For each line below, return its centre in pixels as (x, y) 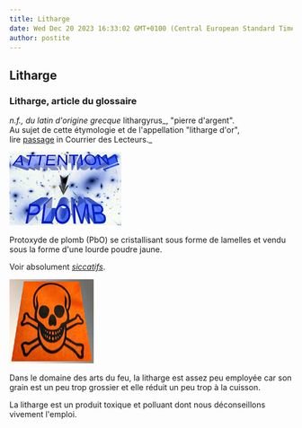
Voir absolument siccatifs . (58, 267)
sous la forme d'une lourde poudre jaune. (86, 249)
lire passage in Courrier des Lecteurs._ (81, 140)
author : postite (40, 38)
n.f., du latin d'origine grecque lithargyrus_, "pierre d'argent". (122, 120)
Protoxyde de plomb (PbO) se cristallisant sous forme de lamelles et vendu (147, 240)
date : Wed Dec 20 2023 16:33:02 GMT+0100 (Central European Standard (142, 28)
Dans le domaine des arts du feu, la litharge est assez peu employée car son (151, 378)
